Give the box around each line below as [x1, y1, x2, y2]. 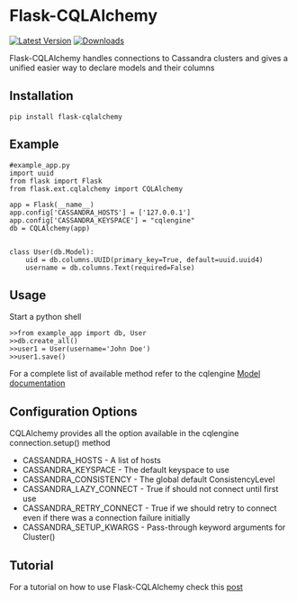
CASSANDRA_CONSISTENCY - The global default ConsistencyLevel [22, 474, 275, 485]
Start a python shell [9, 312, 82, 323]
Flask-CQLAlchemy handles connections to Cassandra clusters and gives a [9, 52, 288, 63]
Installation [9, 88, 74, 104]
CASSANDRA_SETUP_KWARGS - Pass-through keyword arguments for [22, 522, 286, 533]
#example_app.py [9, 160, 70, 169]
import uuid [9, 168, 54, 178]
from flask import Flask [9, 177, 103, 186]
